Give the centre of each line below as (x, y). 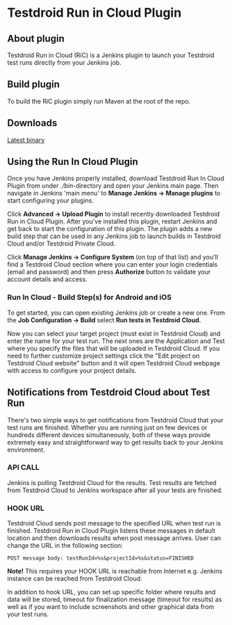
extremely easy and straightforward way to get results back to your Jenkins (115, 442)
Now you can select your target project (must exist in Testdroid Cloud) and (114, 333)
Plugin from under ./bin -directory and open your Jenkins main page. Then (113, 186)
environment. (26, 450)
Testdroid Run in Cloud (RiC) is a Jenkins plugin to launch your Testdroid (111, 55)
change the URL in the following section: (65, 546)
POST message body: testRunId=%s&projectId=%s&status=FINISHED (101, 558)
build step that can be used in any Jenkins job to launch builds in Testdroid (114, 236)
